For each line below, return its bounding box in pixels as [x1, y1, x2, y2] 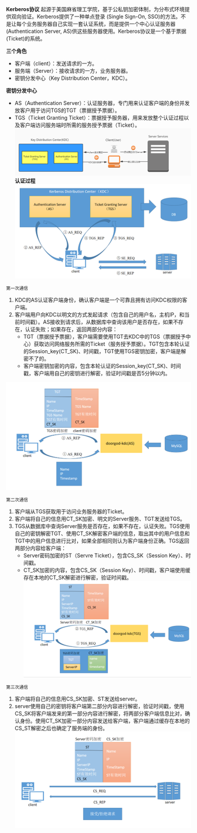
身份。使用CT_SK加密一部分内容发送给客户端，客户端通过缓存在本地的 [19, 717, 191, 724]
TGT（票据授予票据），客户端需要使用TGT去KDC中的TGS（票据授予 [23, 333, 186, 340]
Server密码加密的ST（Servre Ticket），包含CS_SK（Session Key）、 [23, 551, 186, 559]
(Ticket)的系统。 [6, 35, 46, 42]
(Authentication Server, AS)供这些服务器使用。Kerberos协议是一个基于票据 [6, 28, 186, 35]
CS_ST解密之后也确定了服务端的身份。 [14, 724, 108, 732]
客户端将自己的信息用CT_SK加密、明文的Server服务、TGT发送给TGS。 [14, 515, 186, 522]
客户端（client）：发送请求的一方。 [14, 60, 98, 67]
